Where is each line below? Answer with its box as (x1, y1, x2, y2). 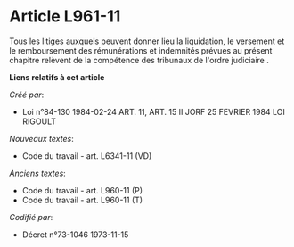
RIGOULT (21, 116, 56, 127)
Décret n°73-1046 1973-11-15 (21, 229, 129, 240)
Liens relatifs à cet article (9, 71, 105, 82)
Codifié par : (9, 211, 53, 222)
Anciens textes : (9, 168, 67, 178)
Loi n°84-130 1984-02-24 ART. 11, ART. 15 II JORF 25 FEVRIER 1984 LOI (21, 106, 285, 117)
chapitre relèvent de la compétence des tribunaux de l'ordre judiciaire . (9, 54, 269, 65)
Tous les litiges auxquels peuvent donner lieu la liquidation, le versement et (9, 36, 285, 46)
